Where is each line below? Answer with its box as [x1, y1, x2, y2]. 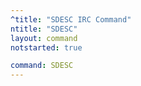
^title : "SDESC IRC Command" [10, 14, 132, 25]
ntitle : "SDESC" [10, 24, 78, 34]
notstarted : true [10, 42, 83, 53]
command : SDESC [10, 61, 74, 71]
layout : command [10, 33, 78, 43]
